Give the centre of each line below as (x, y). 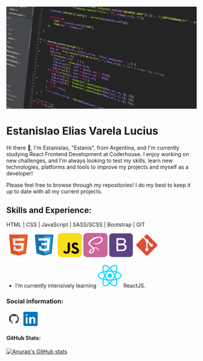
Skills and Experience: (49, 211)
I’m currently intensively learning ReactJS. (80, 286)
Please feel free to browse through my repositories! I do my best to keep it (98, 185)
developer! (20, 173)
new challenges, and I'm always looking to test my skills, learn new (90, 160)
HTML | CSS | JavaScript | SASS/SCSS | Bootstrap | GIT (76, 225)
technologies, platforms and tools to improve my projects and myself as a (98, 167)
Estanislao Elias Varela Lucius (82, 131)
